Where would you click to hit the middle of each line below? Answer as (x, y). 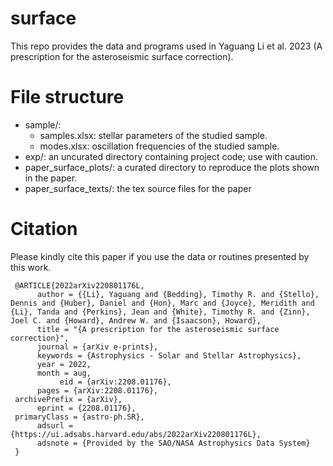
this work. (31, 267)
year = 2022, (64, 364)
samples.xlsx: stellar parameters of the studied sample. (153, 135)
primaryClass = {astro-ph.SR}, (79, 417)
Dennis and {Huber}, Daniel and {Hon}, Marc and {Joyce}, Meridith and (162, 303)
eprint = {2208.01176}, (86, 408)
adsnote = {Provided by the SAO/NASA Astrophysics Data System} (173, 443)
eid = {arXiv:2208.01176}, (115, 382)
